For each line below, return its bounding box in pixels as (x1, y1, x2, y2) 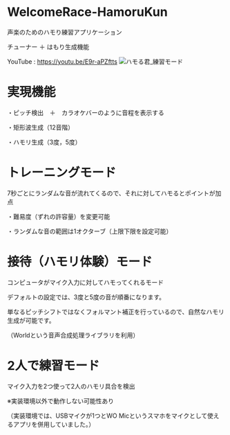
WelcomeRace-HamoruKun (7, 4, 168, 20)
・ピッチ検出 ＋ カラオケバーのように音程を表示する (7, 108, 164, 116)
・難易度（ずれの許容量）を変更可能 (7, 212, 111, 220)
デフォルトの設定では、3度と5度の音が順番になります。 (7, 292, 166, 301)
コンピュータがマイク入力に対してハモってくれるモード (7, 278, 164, 286)
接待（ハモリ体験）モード (7, 254, 153, 269)
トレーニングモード (7, 165, 117, 181)
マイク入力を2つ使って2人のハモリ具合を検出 (7, 382, 136, 390)
